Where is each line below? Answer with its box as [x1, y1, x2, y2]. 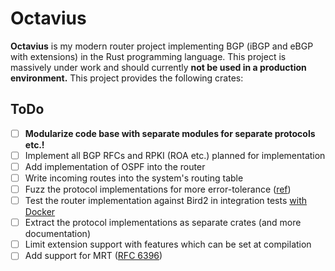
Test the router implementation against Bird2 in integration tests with [24, 195, 307, 207]
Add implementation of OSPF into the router [24, 160, 206, 172]
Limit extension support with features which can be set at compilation [24, 238, 312, 251]
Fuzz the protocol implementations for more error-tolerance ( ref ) [24, 183, 292, 195]
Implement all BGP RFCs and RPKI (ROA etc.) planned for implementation [24, 149, 326, 161]
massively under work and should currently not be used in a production [10, 61, 307, 73]
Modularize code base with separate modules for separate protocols [24, 127, 316, 139]
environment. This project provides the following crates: [10, 72, 244, 84]
